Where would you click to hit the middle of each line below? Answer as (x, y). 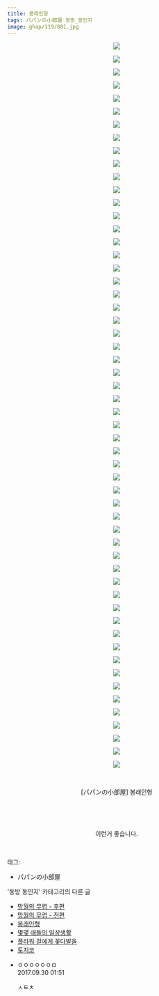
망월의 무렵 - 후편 (41, 907)
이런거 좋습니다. (117, 834)
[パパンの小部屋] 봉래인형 (117, 792)
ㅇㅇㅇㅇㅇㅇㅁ (37, 965)
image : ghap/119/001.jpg (43, 26)
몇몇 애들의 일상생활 (44, 933)
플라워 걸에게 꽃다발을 (47, 942)
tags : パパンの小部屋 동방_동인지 (50, 20)
